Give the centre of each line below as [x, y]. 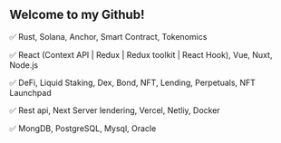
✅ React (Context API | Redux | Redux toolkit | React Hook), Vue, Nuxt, [141, 54]
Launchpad [30, 92]
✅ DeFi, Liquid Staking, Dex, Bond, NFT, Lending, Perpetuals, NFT [133, 82]
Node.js [24, 65]
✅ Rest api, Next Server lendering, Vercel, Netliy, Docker [115, 110]
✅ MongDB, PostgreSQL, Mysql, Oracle [83, 128]
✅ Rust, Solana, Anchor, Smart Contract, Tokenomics [108, 36]
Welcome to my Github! [77, 15]
